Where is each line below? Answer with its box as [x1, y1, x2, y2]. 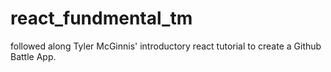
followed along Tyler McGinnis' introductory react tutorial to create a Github [10, 40, 322, 52]
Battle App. [10, 50, 57, 62]
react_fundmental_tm [10, 7, 193, 30]
